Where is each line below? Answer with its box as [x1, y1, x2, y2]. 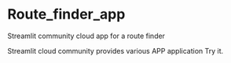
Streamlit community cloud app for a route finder [7, 31, 166, 40]
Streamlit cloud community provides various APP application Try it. [7, 46, 224, 55]
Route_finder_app [7, 5, 126, 23]
